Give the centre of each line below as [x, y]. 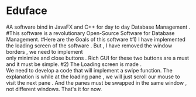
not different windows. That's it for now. [54, 89]
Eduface [27, 11]
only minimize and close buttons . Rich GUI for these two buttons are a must [97, 58]
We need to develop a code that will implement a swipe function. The [89, 70]
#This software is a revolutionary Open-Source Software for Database [90, 33]
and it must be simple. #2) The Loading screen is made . [74, 64]
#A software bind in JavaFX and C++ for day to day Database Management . [98, 27]
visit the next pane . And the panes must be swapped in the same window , [97, 82]
